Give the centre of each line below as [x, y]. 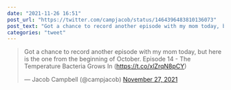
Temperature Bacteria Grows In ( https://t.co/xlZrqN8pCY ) [105, 66]
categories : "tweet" [37, 32]
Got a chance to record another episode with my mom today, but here [123, 52]
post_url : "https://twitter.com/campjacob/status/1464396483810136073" [112, 20]
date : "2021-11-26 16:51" [44, 13]
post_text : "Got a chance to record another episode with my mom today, [113, 26]
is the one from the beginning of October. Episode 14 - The [107, 59]
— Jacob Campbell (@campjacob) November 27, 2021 [101, 80]
